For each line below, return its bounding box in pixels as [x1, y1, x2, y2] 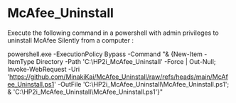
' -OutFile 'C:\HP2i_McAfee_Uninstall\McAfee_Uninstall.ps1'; [53, 80, 230, 88]
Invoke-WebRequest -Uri [7, 65, 80, 73]
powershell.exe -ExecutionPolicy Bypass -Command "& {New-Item [7, 50, 203, 58]
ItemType [7, 57, 35, 65]
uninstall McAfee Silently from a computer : [7, 36, 134, 44]
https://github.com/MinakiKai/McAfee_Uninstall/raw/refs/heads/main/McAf [9, 72, 229, 81]
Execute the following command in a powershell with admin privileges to [7, 28, 219, 37]
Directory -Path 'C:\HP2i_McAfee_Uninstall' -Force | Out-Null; [36, 57, 216, 65]
